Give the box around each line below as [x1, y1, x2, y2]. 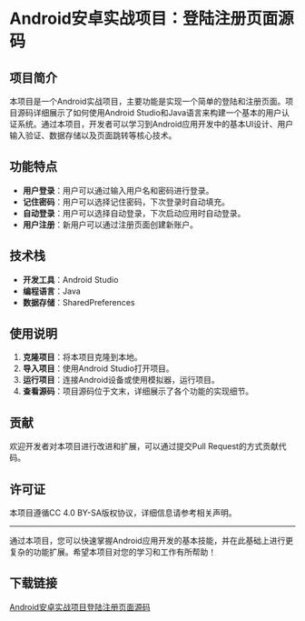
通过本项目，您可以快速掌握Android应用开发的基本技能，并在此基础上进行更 [9, 536, 293, 546]
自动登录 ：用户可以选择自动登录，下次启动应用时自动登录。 [22, 207, 246, 218]
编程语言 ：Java [22, 285, 82, 296]
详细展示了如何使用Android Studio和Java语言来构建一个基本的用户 [33, 107, 282, 118]
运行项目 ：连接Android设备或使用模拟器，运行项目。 [22, 375, 220, 386]
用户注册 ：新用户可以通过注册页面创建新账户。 [22, 219, 198, 230]
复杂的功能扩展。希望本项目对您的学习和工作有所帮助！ [9, 546, 216, 557]
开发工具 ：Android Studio [22, 274, 119, 285]
